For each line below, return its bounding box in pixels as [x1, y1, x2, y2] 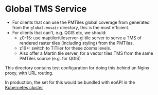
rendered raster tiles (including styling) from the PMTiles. [19, 40, 134, 46]
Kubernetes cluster [5, 84, 43, 90]
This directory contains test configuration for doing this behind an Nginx [5, 64, 150, 71]
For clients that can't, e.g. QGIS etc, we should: [12, 30, 107, 35]
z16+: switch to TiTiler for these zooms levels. [19, 45, 111, 51]
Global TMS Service [5, 3, 87, 15]
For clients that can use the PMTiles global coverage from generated [12, 19, 150, 25]
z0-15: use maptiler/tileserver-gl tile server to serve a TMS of [19, 35, 142, 41]
